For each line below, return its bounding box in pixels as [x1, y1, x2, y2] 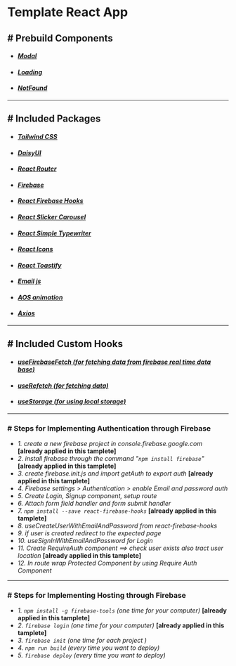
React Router [17, 164, 57, 173]
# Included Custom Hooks [7, 338, 123, 350]
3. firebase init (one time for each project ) [17, 636, 147, 645]
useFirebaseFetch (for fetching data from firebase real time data [17, 358, 211, 366]
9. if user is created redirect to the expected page [17, 529, 162, 537]
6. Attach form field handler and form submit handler [17, 499, 171, 508]
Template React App [7, 4, 129, 20]
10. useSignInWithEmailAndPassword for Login [17, 537, 153, 545]
